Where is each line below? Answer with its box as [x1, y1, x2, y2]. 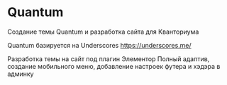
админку [7, 70, 34, 78]
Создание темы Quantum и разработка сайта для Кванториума [7, 27, 199, 36]
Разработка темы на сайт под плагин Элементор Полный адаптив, [7, 54, 210, 63]
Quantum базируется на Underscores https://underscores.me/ [7, 41, 192, 49]
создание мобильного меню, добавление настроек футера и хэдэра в [7, 62, 221, 70]
